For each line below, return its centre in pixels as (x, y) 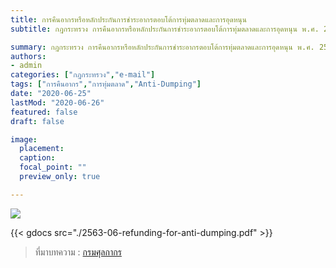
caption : (37, 158)
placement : (42, 149)
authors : (28, 56)
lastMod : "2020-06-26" (57, 102)
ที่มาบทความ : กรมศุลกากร (78, 252)
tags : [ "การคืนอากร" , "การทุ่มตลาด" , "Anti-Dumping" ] (106, 84)
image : (24, 139)
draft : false (37, 121)
